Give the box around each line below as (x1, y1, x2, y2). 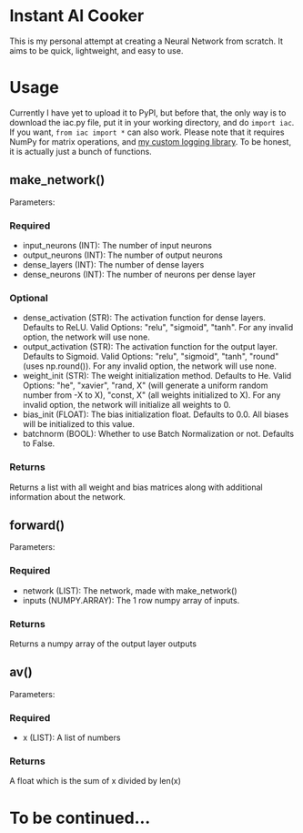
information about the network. (9, 491, 126, 502)
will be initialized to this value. (22, 419, 135, 430)
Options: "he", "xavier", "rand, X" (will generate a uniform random (22, 380, 268, 391)
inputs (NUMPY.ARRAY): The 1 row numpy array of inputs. (22, 594, 240, 605)
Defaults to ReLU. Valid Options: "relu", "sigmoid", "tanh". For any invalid (22, 322, 294, 333)
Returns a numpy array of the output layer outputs (9, 638, 197, 649)
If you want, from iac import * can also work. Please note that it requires (9, 127, 285, 137)
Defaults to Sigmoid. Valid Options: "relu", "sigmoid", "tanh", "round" (22, 351, 279, 362)
